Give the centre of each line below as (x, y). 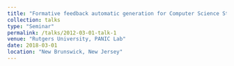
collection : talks (34, 20)
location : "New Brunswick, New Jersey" (65, 52)
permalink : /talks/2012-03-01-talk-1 (62, 33)
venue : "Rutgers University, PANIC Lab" (67, 39)
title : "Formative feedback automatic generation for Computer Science (113, 13)
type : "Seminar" (31, 26)
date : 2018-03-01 (32, 45)
